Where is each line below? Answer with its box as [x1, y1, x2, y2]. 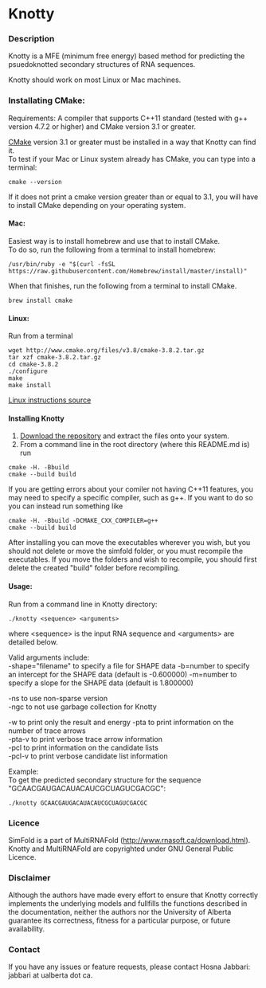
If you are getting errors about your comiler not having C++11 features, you [8, 484, 253, 494]
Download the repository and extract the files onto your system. [19, 431, 229, 441]
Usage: [8, 581, 33, 590]
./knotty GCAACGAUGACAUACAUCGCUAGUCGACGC [8, 798, 148, 807]
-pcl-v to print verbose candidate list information [8, 751, 169, 761]
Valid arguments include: [8, 653, 90, 662]
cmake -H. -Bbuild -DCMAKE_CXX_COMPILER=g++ [8, 517, 158, 525]
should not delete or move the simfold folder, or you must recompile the [8, 547, 244, 556]
